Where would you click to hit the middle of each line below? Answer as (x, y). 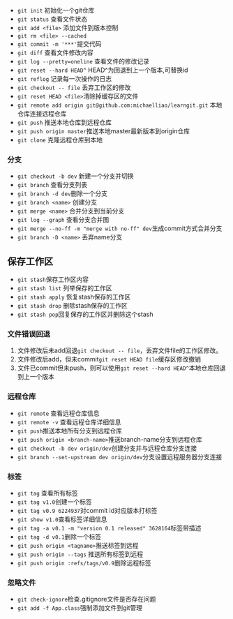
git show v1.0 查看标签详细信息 (62, 519)
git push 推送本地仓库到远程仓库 (65, 122)
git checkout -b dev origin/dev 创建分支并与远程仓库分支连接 (107, 448)
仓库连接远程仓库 (42, 113)
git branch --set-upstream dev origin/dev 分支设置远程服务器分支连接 (120, 456)
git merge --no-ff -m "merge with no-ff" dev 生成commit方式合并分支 (120, 228)
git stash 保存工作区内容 (53, 279)
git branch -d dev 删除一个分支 (62, 193)
